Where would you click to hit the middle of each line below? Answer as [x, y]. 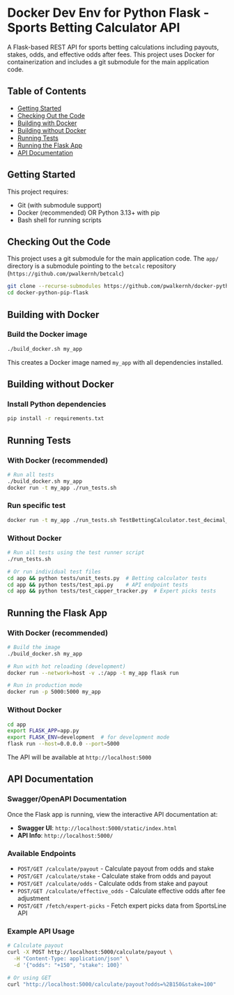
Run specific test [37, 506]
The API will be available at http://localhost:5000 [79, 757]
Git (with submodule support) [60, 205]
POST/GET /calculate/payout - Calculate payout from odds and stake [116, 869]
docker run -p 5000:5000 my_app [54, 692]
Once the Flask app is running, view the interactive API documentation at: [112, 814]
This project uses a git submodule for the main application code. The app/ [113, 259]
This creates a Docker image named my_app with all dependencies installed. [115, 362]
